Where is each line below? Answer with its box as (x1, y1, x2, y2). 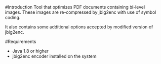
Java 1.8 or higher (12, 48, 49, 54)
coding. (5, 15, 21, 20)
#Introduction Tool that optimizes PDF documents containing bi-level (5, 4, 145, 10)
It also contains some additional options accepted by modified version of (5, 24, 153, 30)
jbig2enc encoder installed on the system (12, 53, 97, 59)
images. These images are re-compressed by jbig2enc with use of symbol (5, 9, 157, 15)
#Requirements (5, 39, 36, 44)
